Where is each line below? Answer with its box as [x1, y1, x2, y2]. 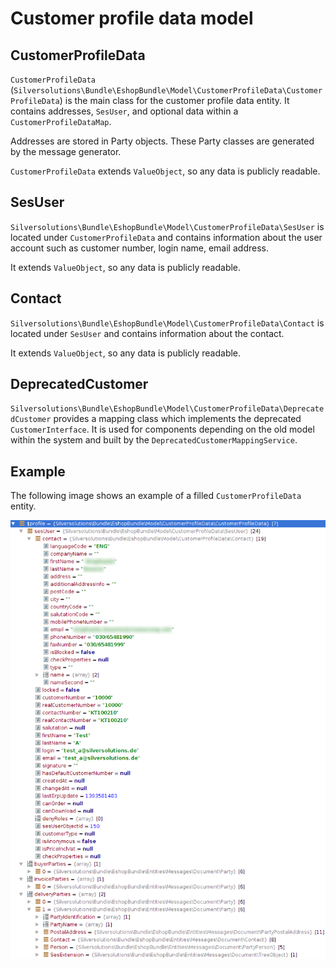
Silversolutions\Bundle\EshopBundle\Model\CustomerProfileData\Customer [13, 86, 323, 96]
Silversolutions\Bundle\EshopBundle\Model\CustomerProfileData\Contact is [10, 317, 325, 329]
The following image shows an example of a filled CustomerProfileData [10, 490, 302, 502]
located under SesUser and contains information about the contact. [10, 327, 285, 339]
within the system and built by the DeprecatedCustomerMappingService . [10, 434, 298, 446]
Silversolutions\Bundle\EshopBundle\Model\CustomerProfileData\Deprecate [10, 404, 325, 414]
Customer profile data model [10, 7, 254, 30]
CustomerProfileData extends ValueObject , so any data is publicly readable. [10, 165, 321, 177]
